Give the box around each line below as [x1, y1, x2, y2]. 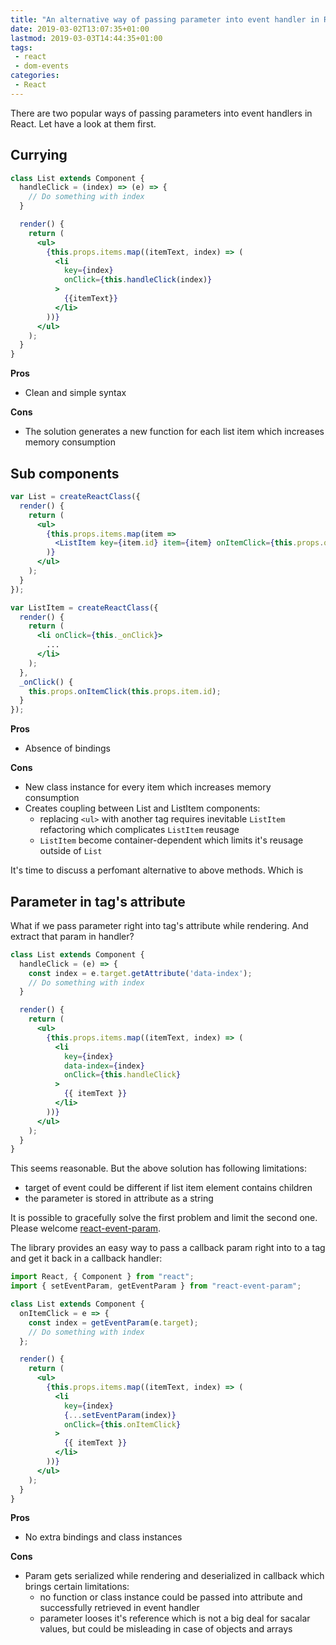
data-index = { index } [63, 1061, 145, 1071]
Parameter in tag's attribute [10, 893, 186, 910]
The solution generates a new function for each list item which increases [24, 426, 325, 438]
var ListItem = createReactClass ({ [10, 602, 159, 613]
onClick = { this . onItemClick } [63, 1419, 182, 1430]
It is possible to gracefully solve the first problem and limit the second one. [10, 1212, 318, 1224]
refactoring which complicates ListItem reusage [39, 824, 240, 836]
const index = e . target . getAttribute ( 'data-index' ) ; [28, 968, 253, 978]
